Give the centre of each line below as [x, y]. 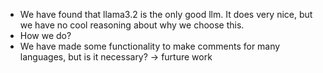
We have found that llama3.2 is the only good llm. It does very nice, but [166, 14]
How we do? [45, 35]
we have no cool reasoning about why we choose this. [132, 25]
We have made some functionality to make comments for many [150, 46]
